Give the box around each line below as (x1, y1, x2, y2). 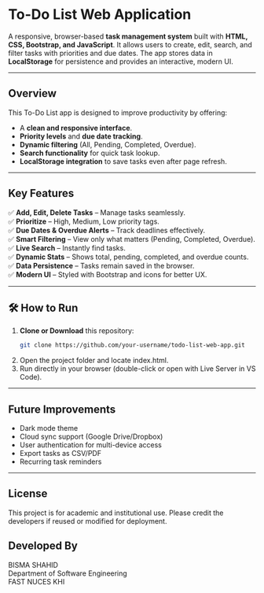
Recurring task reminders (19, 457, 102, 466)
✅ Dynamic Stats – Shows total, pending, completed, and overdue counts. (8, 252, 249, 261)
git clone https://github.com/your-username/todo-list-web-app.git (19, 341, 245, 350)
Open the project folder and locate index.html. (19, 356, 169, 365)
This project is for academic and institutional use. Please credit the (8, 508, 224, 517)
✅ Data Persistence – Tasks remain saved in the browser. (8, 261, 195, 270)
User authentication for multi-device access (19, 440, 163, 450)
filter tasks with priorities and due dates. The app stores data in (8, 48, 214, 57)
